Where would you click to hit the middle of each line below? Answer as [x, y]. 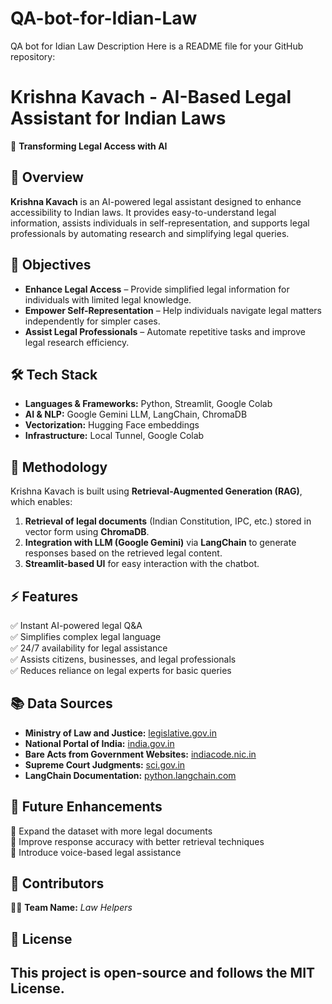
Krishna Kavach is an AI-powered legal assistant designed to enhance [156, 201]
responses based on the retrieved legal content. [123, 553]
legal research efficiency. [77, 342]
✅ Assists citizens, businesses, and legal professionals [123, 659]
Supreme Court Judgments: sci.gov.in [105, 764]
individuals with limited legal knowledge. [108, 299]
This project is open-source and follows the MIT [163, 973]
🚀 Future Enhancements [86, 807]
